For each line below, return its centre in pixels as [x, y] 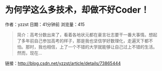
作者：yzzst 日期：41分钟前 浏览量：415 [45, 24]
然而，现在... [29, 53]
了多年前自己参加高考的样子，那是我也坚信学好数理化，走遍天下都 [83, 41]
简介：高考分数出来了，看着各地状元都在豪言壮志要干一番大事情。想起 [87, 35]
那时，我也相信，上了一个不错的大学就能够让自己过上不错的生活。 [91, 47]
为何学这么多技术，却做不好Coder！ [77, 10]
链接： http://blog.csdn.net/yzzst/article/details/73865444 [63, 63]
